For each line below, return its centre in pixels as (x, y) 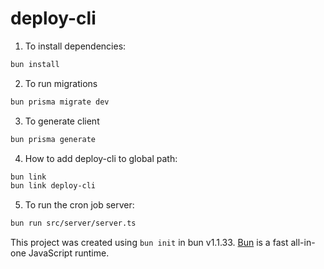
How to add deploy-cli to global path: (101, 158)
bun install (35, 64)
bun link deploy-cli (53, 186)
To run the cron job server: (79, 205)
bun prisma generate (53, 139)
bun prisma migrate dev (60, 102)
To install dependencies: (75, 46)
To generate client (62, 121)
